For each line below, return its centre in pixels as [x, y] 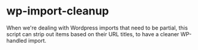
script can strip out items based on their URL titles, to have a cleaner [93, 34]
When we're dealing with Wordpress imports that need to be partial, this [97, 28]
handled [17, 40]
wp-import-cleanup [58, 11]
